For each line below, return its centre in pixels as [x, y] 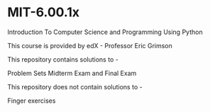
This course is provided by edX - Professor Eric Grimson [90, 45]
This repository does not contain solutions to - [75, 86]
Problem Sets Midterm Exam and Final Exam [72, 73]
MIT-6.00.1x [44, 12]
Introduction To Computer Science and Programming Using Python [105, 32]
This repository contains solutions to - [63, 59]
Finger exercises [32, 101]
